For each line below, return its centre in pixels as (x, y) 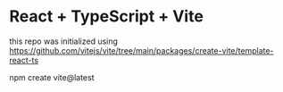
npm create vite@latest (52, 77)
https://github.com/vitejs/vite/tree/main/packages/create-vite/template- (141, 50)
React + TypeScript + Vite (106, 17)
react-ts (24, 60)
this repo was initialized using (64, 41)
